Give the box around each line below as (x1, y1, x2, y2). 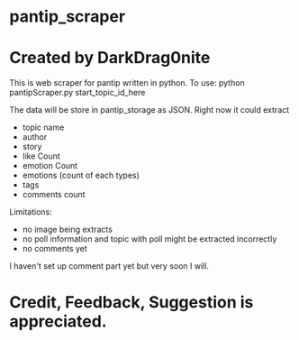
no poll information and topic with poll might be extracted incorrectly (22, 234, 277, 244)
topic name (22, 122, 65, 133)
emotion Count (22, 161, 78, 171)
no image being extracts (22, 224, 113, 235)
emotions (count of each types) (22, 170, 140, 181)
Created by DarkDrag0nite (9, 48, 211, 69)
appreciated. (9, 311, 107, 332)
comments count (22, 189, 86, 200)
